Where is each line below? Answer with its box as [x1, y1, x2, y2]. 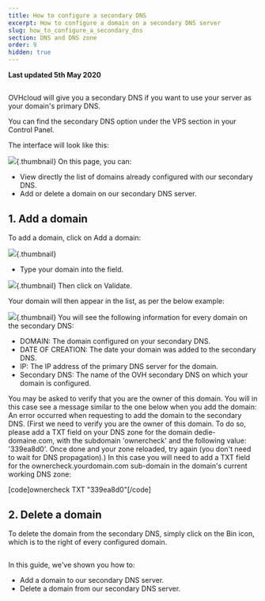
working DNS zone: [8, 470, 71, 479]
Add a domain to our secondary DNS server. [19, 576, 165, 585]
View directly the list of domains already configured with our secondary [19, 172, 253, 182]
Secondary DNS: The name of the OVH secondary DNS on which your [19, 370, 248, 380]
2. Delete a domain [8, 508, 102, 521]
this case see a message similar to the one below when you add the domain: [8, 402, 257, 412]
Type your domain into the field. [19, 264, 124, 274]
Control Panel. [8, 125, 55, 135]
